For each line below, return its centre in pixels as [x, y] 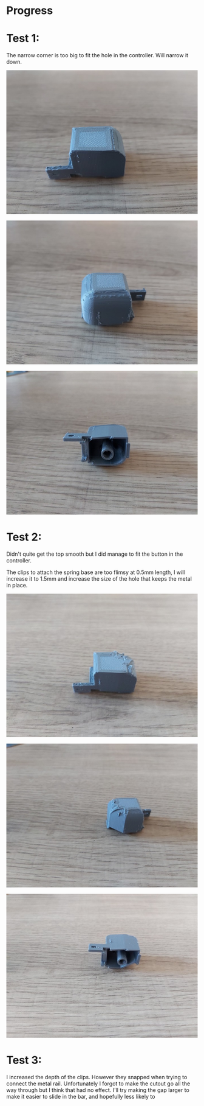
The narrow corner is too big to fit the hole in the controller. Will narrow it [97, 55]
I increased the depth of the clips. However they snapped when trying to [97, 1077]
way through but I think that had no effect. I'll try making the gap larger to [98, 1090]
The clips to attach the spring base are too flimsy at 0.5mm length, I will [96, 572]
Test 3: [24, 1060]
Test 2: [24, 537]
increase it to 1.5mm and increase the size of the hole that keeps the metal [99, 578]
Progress [30, 11]
